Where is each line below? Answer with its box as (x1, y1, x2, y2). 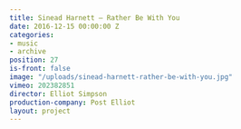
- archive (9, 47, 47, 56)
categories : (9, 30, 54, 39)
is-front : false (9, 64, 71, 74)
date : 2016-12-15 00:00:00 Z (9, 22, 120, 31)
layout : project (9, 106, 71, 115)
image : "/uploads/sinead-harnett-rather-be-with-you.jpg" (9, 73, 233, 82)
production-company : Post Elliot (9, 97, 136, 107)
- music (9, 38, 39, 48)
